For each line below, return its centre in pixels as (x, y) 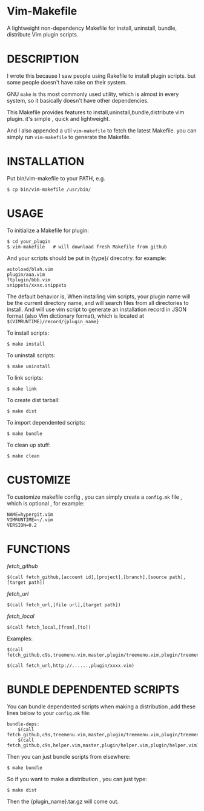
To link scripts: (25, 377)
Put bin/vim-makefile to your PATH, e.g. (56, 178)
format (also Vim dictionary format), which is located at (76, 316)
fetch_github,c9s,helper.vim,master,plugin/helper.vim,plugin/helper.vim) (103, 745)
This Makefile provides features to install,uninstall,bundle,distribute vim (96, 112)
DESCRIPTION (43, 59)
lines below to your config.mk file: (49, 713)
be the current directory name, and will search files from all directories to (98, 303)
